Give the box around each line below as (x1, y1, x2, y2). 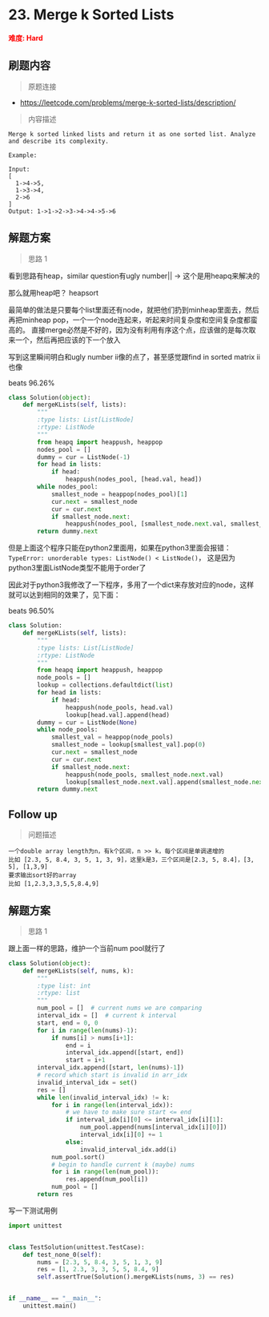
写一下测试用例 (8, 1206, 58, 1215)
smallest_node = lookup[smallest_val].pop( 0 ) (50, 741, 206, 749)
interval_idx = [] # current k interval (37, 1012, 178, 1020)
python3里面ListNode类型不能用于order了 (8, 563, 147, 573)
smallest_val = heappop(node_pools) (50, 733, 174, 742)
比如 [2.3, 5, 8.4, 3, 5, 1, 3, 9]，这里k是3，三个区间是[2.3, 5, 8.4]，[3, (8, 856, 255, 864)
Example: (8, 151, 38, 159)
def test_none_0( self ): (22, 1251, 102, 1259)
